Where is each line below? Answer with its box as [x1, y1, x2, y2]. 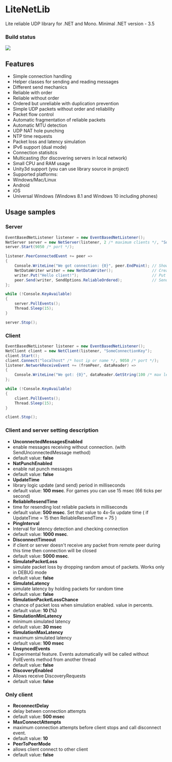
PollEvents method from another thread [12, 656, 96, 663]
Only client [5, 691, 33, 698]
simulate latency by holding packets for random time [12, 586, 124, 592]
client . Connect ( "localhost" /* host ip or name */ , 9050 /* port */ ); [5, 358, 159, 363]
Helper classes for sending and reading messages [12, 78, 119, 85]
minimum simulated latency [12, 618, 71, 624]
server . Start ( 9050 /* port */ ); [5, 245, 74, 250]
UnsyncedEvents [12, 645, 50, 652]
